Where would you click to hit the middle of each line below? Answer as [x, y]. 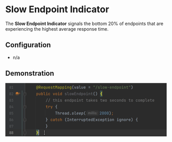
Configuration [28, 45]
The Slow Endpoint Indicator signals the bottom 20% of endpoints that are [84, 23]
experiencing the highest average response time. [57, 29]
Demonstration [30, 73]
